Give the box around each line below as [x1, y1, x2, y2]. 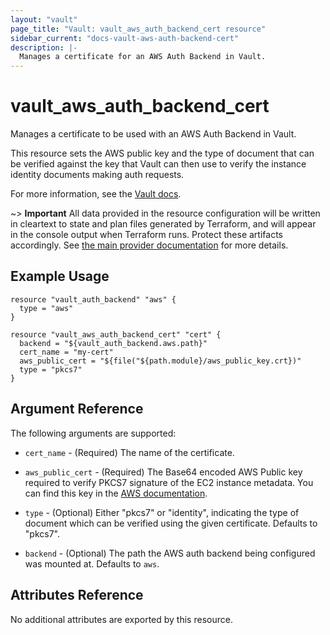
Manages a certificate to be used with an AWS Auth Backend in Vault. [10, 128, 297, 140]
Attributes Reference [10, 587, 144, 604]
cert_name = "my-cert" [19, 347, 114, 357]
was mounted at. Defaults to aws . [24, 557, 160, 570]
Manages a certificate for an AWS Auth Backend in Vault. [19, 52, 267, 62]
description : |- [10, 42, 78, 53]
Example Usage [10, 268, 110, 285]
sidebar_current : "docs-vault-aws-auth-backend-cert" [10, 33, 240, 43]
